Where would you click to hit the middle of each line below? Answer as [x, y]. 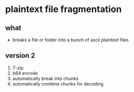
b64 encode [25, 73]
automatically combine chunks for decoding [58, 83]
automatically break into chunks [45, 78]
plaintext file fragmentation [63, 9]
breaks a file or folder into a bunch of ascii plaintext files [71, 40]
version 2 [20, 56]
